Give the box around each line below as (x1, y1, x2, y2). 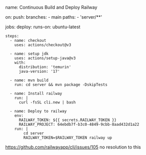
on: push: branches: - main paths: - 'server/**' (5, 14, 102, 20)
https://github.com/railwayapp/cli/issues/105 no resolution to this (5, 144, 141, 150)
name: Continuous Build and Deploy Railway (5, 5, 98, 10)
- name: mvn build (10, 78, 49, 83)
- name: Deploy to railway (10, 109, 67, 114)
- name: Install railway (10, 91, 62, 96)
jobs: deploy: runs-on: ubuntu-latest (5, 24, 81, 30)
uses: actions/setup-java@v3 (14, 56, 76, 61)
